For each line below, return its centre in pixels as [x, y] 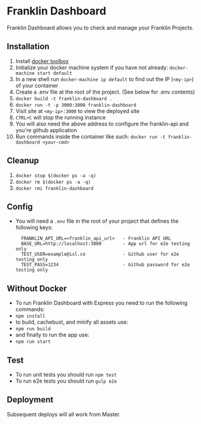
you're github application [46, 130]
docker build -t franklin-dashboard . [64, 98]
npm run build [33, 329]
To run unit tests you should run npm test [66, 374]
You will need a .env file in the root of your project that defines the [97, 221]
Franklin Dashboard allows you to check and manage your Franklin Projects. [100, 28]
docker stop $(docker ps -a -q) [56, 175]
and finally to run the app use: [52, 335]
